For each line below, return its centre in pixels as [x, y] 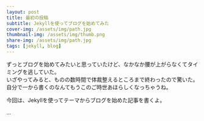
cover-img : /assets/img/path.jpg [49, 29]
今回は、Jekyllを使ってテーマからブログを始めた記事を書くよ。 [86, 100]
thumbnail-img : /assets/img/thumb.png [56, 35]
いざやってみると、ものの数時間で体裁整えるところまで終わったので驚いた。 [102, 79]
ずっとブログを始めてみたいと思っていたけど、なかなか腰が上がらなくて [97, 64]
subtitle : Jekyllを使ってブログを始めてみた [58, 23]
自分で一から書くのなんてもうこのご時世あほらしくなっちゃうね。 [89, 87]
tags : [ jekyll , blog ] [34, 46]
